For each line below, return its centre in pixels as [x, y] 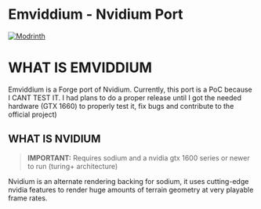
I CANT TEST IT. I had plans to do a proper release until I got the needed [125, 97]
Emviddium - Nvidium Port [96, 14]
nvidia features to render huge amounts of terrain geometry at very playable [131, 189]
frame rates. [28, 198]
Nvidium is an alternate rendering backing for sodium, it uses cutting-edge [129, 181]
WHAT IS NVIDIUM [54, 139]
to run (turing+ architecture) [72, 166]
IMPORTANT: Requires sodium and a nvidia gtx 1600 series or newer [138, 157]
